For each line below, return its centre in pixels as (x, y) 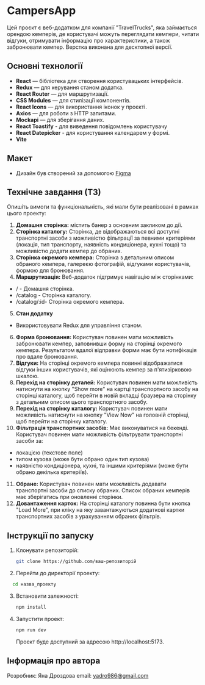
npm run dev (31, 630)
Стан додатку (34, 314)
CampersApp (41, 11)
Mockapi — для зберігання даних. (60, 120)
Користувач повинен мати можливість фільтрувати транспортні (99, 434)
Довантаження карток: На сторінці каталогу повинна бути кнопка (103, 503)
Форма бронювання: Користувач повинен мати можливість (95, 337)
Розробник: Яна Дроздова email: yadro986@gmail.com (78, 675)
